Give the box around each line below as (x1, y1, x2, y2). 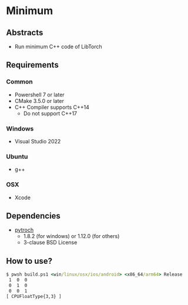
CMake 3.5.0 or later (14, 97, 65, 104)
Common (6, 78, 33, 86)
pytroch (14, 226, 34, 233)
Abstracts (6, 28, 43, 38)
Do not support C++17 (23, 110, 78, 117)
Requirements (6, 60, 59, 70)
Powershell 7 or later (14, 91, 65, 98)
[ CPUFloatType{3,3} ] (6, 293, 62, 299)
